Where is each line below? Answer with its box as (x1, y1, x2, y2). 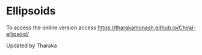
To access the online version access (6, 24, 96, 31)
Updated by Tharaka (6, 42, 57, 49)
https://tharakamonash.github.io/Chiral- (97, 24, 196, 31)
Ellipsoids (6, 4, 56, 18)
